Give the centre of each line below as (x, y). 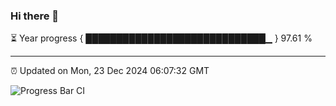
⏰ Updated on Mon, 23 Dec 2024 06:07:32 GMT (110, 71)
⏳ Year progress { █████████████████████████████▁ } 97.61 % (161, 38)
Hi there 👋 (35, 16)
